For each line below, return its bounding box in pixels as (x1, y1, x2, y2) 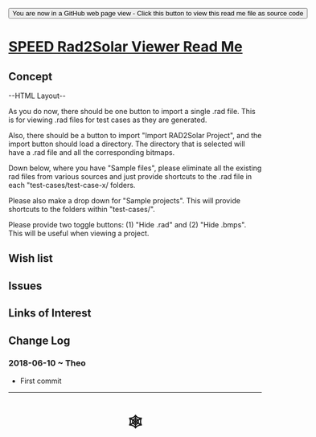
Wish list (8, 251, 54, 265)
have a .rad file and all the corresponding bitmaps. (8, 148, 175, 157)
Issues (8, 279, 43, 292)
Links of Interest (8, 306, 92, 321)
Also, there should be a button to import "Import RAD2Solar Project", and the (8, 131, 262, 140)
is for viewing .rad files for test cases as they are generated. (8, 115, 207, 125)
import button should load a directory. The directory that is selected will (8, 139, 245, 149)
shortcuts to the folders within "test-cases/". (8, 205, 155, 214)
